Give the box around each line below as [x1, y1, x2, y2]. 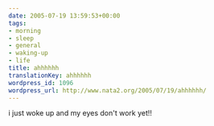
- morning [8, 26, 42, 35]
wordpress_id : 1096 [8, 79, 74, 87]
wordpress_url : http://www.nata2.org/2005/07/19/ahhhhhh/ [8, 86, 207, 95]
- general [8, 42, 42, 50]
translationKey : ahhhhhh [8, 71, 92, 79]
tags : [8, 19, 27, 27]
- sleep [8, 34, 35, 43]
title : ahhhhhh [8, 64, 60, 72]
